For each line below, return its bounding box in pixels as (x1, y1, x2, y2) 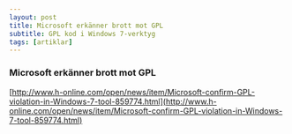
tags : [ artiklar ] (9, 37, 73, 47)
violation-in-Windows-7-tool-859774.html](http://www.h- (9, 96, 218, 107)
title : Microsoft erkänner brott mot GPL (9, 21, 164, 30)
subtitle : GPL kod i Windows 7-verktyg (9, 29, 156, 38)
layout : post (9, 12, 57, 22)
